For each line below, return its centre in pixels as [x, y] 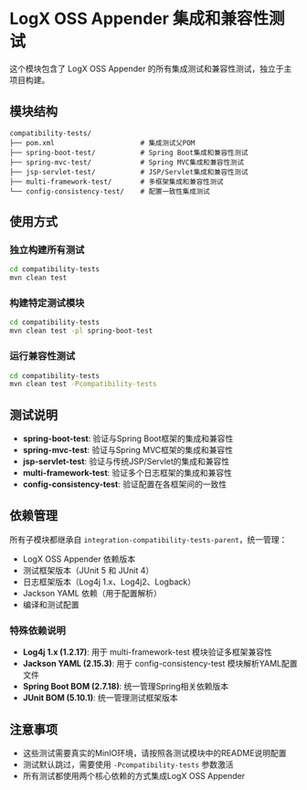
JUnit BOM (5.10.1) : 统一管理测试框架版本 [100, 698]
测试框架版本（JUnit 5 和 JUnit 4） [88, 570]
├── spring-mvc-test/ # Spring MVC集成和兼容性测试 [127, 162]
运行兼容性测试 [42, 356]
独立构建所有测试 [47, 250]
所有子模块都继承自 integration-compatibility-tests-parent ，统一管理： [148, 539]
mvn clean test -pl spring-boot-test [81, 331]
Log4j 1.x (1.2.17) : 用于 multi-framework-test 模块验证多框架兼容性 [147, 652]
